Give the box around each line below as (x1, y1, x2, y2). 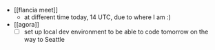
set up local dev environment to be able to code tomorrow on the (23, 27, 209, 36)
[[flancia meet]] (13, 6, 59, 14)
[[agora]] (13, 21, 40, 28)
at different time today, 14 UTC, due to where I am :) (23, 13, 171, 21)
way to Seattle (23, 36, 65, 44)
